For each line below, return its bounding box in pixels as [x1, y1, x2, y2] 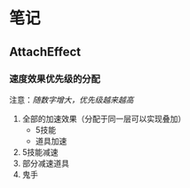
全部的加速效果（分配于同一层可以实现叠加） [21, 113, 186, 124]
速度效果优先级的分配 [9, 72, 100, 85]
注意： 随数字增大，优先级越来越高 [9, 94, 134, 105]
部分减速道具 [21, 158, 69, 168]
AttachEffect [9, 44, 82, 59]
